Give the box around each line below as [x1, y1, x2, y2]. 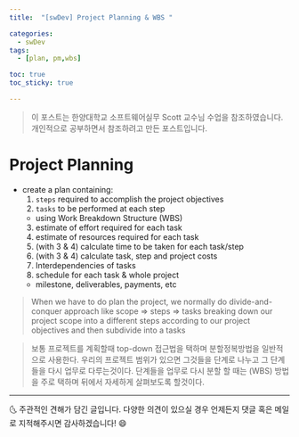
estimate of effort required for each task [35, 222, 182, 233]
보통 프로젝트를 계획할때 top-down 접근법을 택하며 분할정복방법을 [30, 342, 260, 353]
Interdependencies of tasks [35, 260, 136, 270]
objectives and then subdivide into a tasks [30, 325, 186, 335]
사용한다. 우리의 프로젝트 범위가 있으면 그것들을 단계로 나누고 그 [47, 354, 269, 365]
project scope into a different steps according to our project [30, 315, 251, 326]
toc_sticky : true [9, 78, 74, 87]
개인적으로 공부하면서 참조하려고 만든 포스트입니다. [30, 122, 207, 134]
